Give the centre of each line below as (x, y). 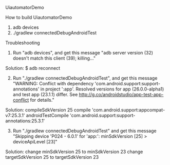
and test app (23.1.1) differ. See (45, 94)
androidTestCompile (48, 115)
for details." (42, 100)
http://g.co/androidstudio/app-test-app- (121, 94)
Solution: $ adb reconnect (33, 68)
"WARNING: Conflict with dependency (53, 84)
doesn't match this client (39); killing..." (54, 58)
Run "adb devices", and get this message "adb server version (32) (83, 53)
